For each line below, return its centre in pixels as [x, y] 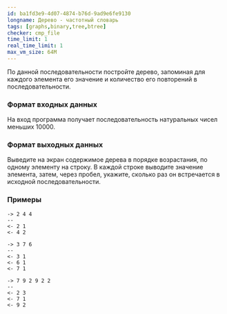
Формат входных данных [52, 104]
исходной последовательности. [54, 182]
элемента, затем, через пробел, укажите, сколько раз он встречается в [114, 174]
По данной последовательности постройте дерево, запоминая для [106, 72]
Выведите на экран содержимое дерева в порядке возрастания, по [108, 160]
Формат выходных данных [55, 145]
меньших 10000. [31, 127]
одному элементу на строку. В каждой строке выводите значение [105, 167]
